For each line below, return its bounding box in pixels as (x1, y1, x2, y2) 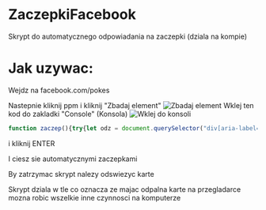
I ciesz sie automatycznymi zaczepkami (8, 154, 138, 163)
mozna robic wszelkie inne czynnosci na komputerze (8, 193, 181, 202)
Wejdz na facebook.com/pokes (8, 85, 110, 95)
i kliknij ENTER (8, 138, 55, 148)
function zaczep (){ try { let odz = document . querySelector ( (8, 124, 203, 132)
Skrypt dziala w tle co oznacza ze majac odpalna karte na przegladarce (8, 184, 241, 194)
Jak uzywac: (8, 59, 93, 77)
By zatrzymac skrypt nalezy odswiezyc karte (8, 169, 154, 178)
